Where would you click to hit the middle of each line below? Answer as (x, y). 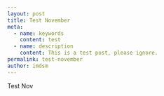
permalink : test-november (45, 60)
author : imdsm (28, 66)
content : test (40, 40)
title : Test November (39, 20)
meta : (15, 27)
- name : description (43, 46)
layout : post (26, 14)
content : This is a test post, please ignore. (89, 53)
